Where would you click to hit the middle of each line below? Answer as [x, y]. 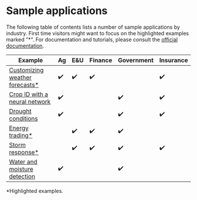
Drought [20, 111]
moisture [21, 169]
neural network [30, 101]
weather [21, 77]
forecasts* [24, 84]
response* [24, 152]
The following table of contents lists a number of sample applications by [93, 27]
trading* [21, 135]
